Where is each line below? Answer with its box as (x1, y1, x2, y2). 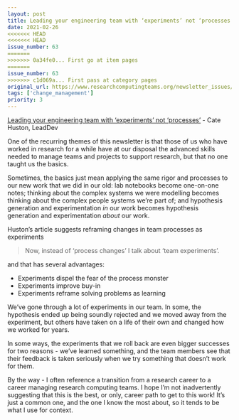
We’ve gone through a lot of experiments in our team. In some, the (7, 303, 201, 311)
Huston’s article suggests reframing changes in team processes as (7, 225, 203, 233)
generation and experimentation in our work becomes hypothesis (7, 204, 199, 212)
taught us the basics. (7, 160, 69, 168)
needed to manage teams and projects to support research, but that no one (7, 152, 228, 161)
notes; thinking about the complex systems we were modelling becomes (7, 189, 219, 197)
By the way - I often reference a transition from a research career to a (7, 376, 211, 384)
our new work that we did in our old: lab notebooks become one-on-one (7, 181, 219, 189)
